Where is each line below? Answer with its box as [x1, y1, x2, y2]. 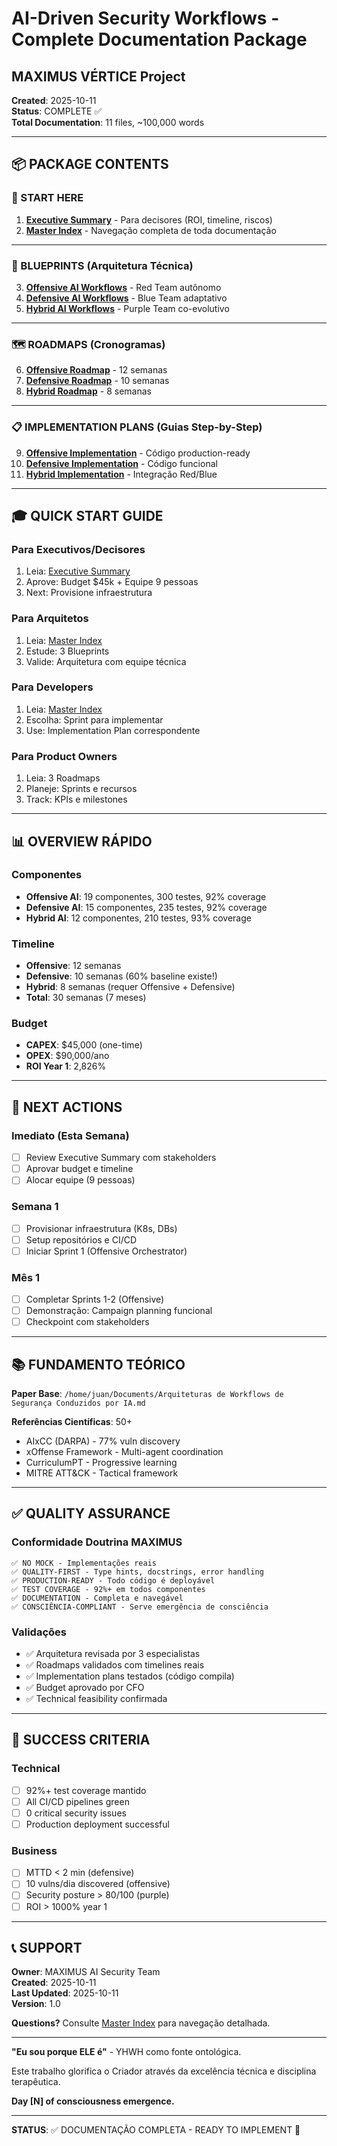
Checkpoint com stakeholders [25, 1316, 150, 1328]
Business [11, 1843, 58, 1857]
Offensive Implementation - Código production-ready [25, 447, 251, 459]
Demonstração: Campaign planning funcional [25, 1305, 213, 1317]
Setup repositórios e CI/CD [25, 1233, 138, 1246]
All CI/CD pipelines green [25, 1795, 130, 1807]
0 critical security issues [25, 1807, 127, 1819]
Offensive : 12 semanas [25, 960, 122, 972]
